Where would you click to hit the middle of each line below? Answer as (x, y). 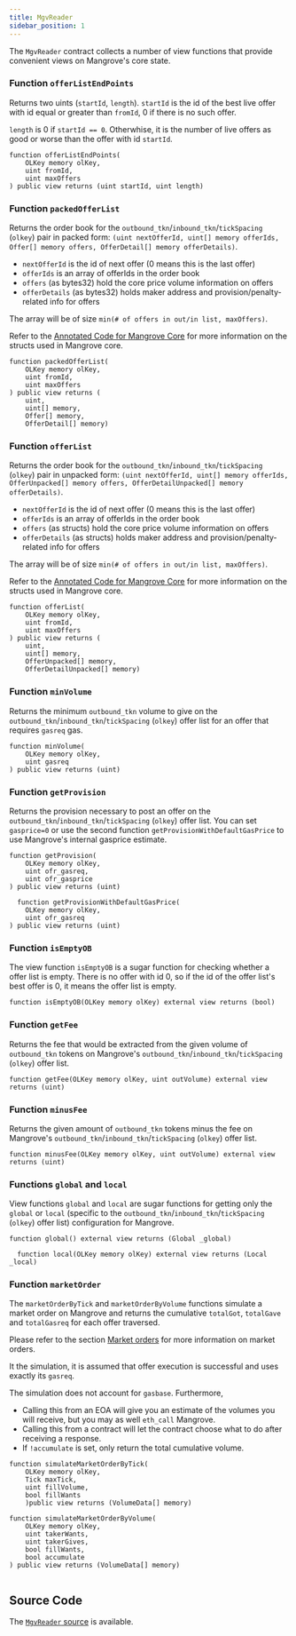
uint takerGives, (57, 1542)
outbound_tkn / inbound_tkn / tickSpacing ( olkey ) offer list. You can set (133, 820)
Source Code (46, 1600)
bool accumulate (55, 1558)
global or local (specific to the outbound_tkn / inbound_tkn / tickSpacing (137, 1213)
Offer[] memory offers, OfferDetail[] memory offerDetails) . (124, 247)
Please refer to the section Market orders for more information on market (142, 1340)
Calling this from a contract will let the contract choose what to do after (152, 1429)
